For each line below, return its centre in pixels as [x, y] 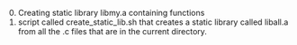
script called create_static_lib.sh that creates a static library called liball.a [153, 22]
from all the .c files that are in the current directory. [112, 31]
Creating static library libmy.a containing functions [111, 13]
